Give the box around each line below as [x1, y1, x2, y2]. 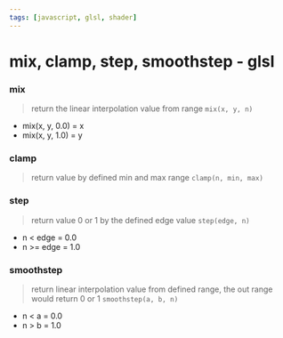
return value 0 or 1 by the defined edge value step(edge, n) [30, 214, 251, 225]
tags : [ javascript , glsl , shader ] [9, 12, 138, 22]
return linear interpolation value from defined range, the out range [30, 284, 273, 294]
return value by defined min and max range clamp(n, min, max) [30, 173, 264, 183]
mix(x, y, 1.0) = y [21, 130, 83, 141]
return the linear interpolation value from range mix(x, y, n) [30, 103, 254, 114]
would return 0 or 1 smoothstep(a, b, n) [30, 294, 179, 303]
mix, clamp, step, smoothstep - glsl [9, 51, 275, 71]
